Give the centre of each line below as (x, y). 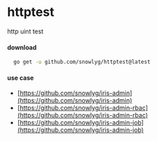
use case (20, 78)
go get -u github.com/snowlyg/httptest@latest (82, 62)
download (22, 47)
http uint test (25, 31)
